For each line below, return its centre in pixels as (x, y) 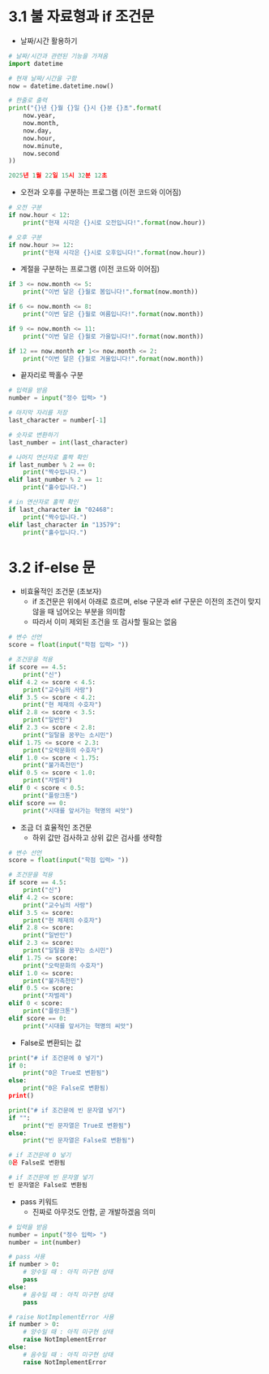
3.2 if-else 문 (52, 568)
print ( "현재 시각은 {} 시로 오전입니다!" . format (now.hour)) (115, 223)
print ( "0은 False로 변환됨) (66, 1088)
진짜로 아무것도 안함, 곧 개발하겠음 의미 (94, 1211)
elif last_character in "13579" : (65, 525)
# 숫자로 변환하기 (34, 435)
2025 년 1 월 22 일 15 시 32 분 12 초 (58, 176)
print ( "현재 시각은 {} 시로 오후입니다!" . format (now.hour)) (115, 253)
